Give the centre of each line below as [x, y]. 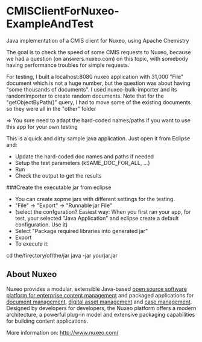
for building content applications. [47, 321]
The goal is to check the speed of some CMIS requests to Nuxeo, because [99, 52]
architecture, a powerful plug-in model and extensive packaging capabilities [101, 314]
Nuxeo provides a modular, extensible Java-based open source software [96, 289]
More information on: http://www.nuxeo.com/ [62, 332]
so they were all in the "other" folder [51, 108]
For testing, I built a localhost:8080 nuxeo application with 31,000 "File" [95, 76]
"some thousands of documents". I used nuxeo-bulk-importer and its [92, 89]
